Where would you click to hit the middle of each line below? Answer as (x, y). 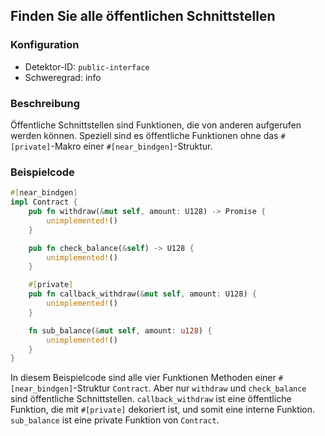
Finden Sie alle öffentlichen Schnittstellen (143, 16)
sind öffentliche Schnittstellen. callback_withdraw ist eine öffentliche (151, 399)
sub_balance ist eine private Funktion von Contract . (115, 420)
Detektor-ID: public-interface (87, 66)
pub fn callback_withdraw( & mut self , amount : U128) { (142, 294)
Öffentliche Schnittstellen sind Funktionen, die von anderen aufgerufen (156, 125)
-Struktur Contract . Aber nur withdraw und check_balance (190, 388)
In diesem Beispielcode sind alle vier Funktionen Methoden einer (143, 378)
